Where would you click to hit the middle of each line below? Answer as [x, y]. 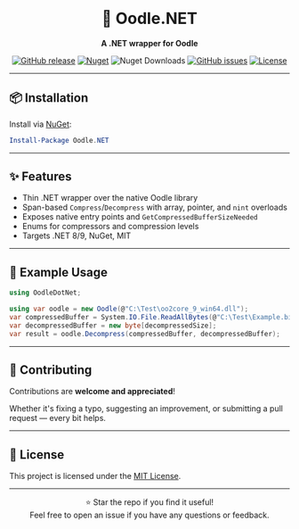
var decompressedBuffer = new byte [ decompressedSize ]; [113, 326]
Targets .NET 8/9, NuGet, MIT [77, 236]
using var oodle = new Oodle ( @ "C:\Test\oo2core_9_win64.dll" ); [129, 309]
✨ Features [40, 177]
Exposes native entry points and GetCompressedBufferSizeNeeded [140, 217]
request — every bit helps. [58, 418]
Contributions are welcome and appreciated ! [92, 392]
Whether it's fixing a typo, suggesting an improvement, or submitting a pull [146, 409]
